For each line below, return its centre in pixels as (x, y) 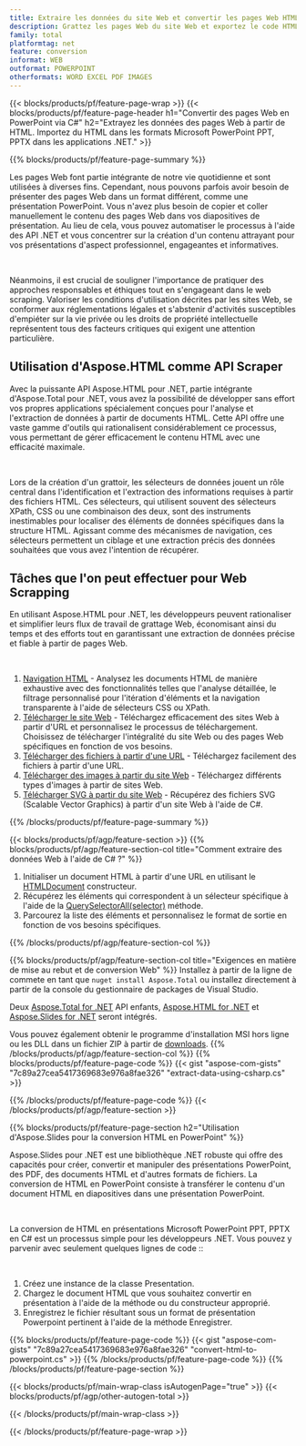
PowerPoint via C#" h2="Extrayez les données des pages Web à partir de (147, 122)
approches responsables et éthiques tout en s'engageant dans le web (140, 290)
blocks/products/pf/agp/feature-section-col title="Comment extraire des (146, 850)
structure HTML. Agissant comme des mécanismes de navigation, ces (141, 530)
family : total (36, 35)
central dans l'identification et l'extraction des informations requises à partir (152, 492)
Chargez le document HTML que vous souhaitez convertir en (137, 1293)
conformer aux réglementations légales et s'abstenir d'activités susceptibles (153, 309)
